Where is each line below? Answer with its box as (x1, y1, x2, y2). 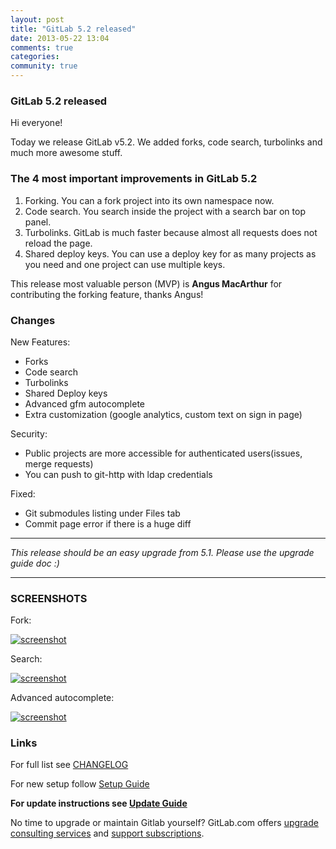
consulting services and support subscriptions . (10, 827, 205, 840)
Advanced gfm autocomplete (24, 397, 146, 410)
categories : (10, 52, 60, 62)
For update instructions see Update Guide (10, 797, 188, 810)
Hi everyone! (10, 117, 63, 129)
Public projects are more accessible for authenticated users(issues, (24, 447, 303, 459)
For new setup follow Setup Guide (10, 778, 150, 790)
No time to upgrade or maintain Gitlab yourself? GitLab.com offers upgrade (10, 817, 319, 829)
